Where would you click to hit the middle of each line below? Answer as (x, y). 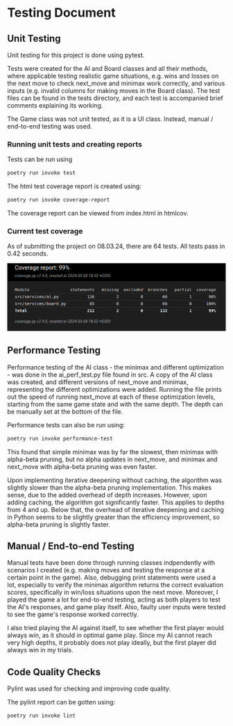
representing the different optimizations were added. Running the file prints (114, 389)
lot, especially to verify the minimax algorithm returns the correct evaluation (115, 585)
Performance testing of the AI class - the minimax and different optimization (115, 367)
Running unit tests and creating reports (75, 144)
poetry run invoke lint (42, 716)
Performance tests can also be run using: (66, 424)
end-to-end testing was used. (50, 126)
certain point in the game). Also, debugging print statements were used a (112, 577)
